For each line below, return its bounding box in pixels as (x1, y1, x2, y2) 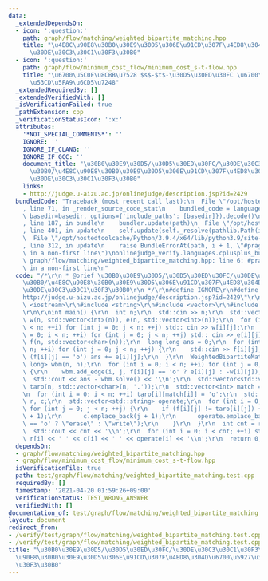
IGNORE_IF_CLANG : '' (22, 145, 91, 153)
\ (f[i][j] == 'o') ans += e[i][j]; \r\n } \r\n (22, 353, 183, 362)
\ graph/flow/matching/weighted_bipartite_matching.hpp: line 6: (22, 256, 245, 264)
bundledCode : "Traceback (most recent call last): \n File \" (15, 197, 227, 205)
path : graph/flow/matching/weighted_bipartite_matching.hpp (22, 34, 227, 42)
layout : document (8, 516, 66, 524)
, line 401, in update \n (22, 227, 105, 235)
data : (8, 11, 26, 20)
